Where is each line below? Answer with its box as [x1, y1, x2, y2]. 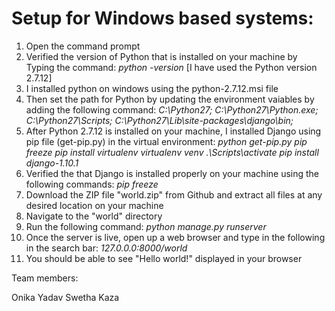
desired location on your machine [25, 199, 164, 211]
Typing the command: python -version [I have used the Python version [25, 61, 318, 73]
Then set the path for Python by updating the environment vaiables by [25, 93, 315, 105]
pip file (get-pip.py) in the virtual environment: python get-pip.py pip [25, 135, 308, 147]
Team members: [11, 272, 79, 284]
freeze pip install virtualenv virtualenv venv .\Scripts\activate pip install [25, 146, 319, 158]
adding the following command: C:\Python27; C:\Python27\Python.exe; [25, 103, 319, 116]
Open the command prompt [25, 40, 141, 52]
